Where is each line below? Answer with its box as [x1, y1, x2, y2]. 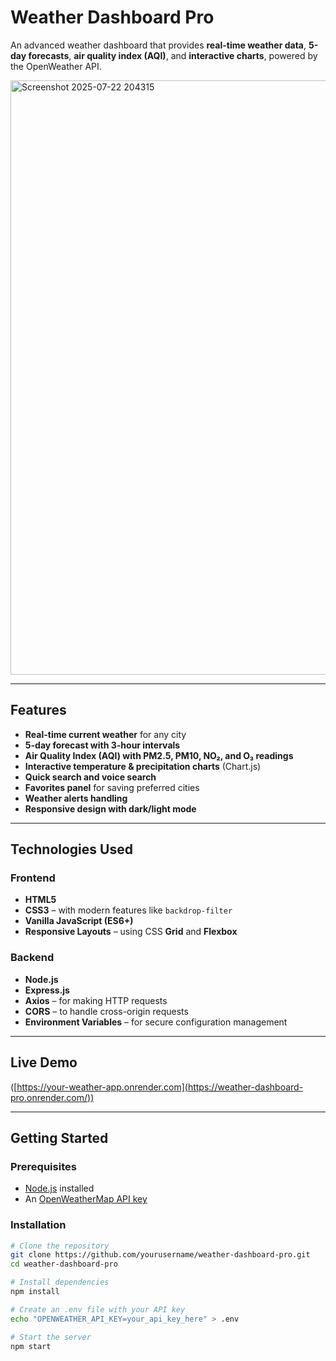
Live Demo [10, 1054, 78, 1071]
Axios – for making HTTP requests [24, 994, 168, 1006]
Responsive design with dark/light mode [24, 802, 197, 815]
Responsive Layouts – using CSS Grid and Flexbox [24, 926, 238, 938]
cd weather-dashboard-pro [10, 1259, 118, 1270]
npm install [10, 1287, 60, 1297]
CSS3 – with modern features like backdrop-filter [24, 904, 233, 916]
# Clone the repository [10, 1241, 110, 1251]
